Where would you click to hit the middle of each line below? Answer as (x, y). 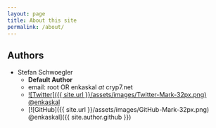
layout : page (26, 14)
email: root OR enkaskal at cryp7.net (81, 87)
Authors (26, 55)
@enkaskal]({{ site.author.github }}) (80, 117)
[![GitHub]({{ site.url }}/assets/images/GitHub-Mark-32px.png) (119, 110)
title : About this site (42, 20)
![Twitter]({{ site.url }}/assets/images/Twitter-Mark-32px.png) (117, 95)
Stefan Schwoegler (45, 72)
